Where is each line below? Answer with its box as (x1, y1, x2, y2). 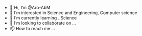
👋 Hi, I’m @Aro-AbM (9, 5, 50, 10)
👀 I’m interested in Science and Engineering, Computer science (9, 10, 138, 16)
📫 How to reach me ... (9, 26, 55, 31)
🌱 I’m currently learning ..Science (9, 15, 77, 20)
